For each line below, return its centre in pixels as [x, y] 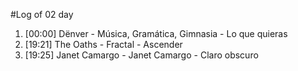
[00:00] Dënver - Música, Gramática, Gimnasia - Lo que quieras [156, 33]
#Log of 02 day [42, 14]
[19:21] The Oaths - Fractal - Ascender [103, 44]
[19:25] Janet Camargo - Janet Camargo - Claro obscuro [141, 55]
